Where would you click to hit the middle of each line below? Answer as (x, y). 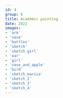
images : (13, 28)
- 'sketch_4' (18, 88)
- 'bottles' (17, 42)
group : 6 (14, 14)
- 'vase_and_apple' (25, 65)
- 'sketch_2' (18, 79)
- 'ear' (13, 56)
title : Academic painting (31, 19)
